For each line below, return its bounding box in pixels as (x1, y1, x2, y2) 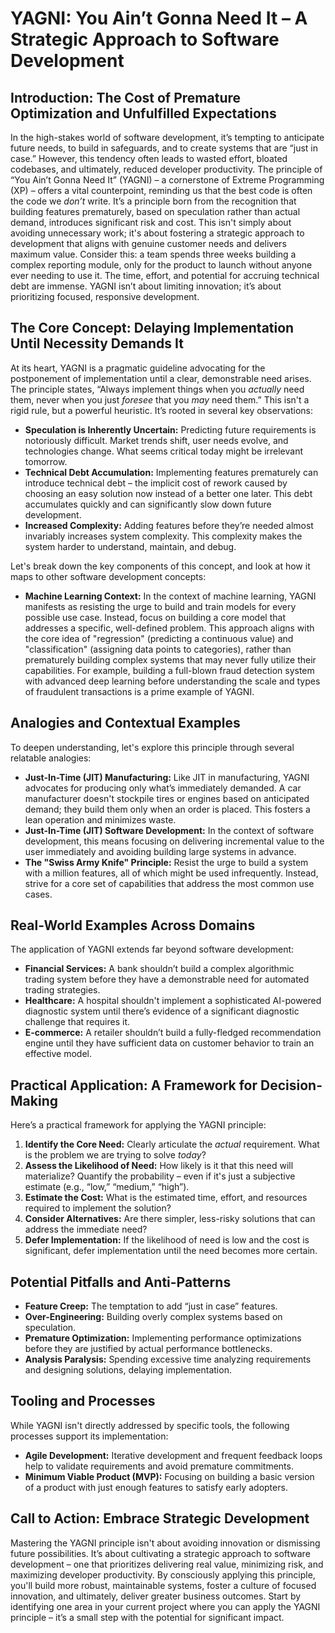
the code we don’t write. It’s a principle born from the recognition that (10, 195, 297, 207)
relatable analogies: (10, 752, 92, 764)
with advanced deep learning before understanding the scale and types (24, 675, 321, 687)
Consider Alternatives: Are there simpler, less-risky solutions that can (24, 1213, 316, 1225)
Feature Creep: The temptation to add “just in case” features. (24, 1300, 278, 1312)
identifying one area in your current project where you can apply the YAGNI (10, 1600, 321, 1612)
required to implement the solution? (24, 1202, 172, 1214)
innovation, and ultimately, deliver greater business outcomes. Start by (10, 1590, 302, 1602)
